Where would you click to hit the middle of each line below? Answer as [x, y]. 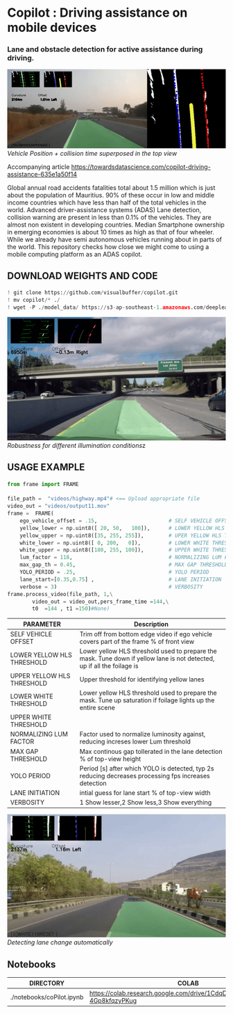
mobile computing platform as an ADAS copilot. [75, 254]
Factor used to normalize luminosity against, [143, 734]
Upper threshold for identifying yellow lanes [142, 679]
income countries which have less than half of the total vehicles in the [107, 202]
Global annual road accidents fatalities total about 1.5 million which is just [111, 187]
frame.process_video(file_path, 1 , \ [60, 594]
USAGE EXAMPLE [46, 467]
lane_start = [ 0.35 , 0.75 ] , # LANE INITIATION [121, 579]
